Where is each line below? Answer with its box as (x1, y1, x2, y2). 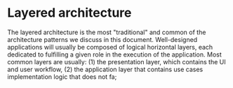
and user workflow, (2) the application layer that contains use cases (7, 65, 204, 73)
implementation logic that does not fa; (7, 72, 117, 81)
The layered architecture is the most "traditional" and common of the (7, 28, 206, 36)
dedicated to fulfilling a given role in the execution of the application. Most (7, 50, 222, 59)
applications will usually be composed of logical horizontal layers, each (7, 43, 213, 51)
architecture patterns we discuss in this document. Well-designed (7, 35, 198, 43)
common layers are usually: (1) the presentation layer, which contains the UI (7, 57, 226, 66)
